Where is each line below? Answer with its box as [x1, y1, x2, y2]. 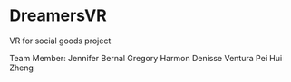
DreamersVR [9, 5, 107, 26]
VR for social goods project [9, 35, 112, 46]
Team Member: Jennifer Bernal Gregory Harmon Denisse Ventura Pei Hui [9, 52, 283, 63]
